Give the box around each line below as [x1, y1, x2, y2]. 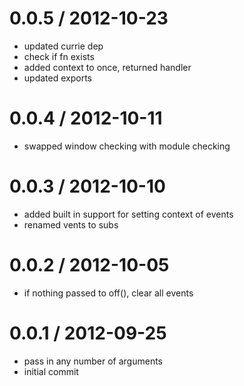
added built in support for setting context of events [23, 208, 234, 220]
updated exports [23, 72, 92, 84]
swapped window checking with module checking [23, 140, 231, 152]
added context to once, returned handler [23, 61, 192, 73]
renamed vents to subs [23, 218, 119, 231]
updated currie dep [23, 40, 104, 52]
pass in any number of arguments [23, 355, 163, 367]
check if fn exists [23, 50, 95, 62]
